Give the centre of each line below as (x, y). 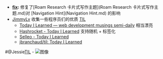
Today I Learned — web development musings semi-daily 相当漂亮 (86, 25)
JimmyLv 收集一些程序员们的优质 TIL (49, 19)
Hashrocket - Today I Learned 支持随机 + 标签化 (67, 31)
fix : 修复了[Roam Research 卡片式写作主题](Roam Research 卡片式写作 (83, 7)
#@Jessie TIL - (19, 52)
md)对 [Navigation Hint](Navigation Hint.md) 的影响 (69, 13)
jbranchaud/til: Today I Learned (51, 42)
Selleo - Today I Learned (44, 37)
